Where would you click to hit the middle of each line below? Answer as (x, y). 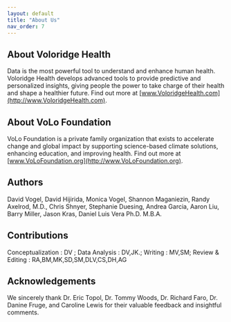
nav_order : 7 (26, 26)
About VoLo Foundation (59, 122)
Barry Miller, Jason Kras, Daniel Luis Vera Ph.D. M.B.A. (85, 214)
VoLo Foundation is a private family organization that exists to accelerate (111, 139)
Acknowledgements (52, 282)
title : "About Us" (34, 20)
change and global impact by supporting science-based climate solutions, (113, 146)
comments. (23, 312)
